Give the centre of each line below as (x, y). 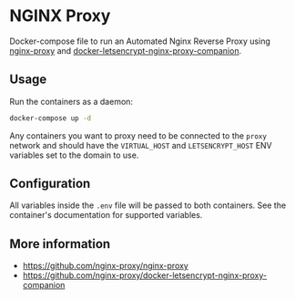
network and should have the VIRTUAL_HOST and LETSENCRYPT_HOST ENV (141, 145)
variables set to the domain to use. (74, 155)
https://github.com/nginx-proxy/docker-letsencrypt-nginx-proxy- (144, 275)
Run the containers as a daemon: (71, 101)
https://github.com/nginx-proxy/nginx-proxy (105, 266)
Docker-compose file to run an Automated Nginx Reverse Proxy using (140, 41)
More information (60, 244)
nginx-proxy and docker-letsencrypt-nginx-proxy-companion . (126, 50)
